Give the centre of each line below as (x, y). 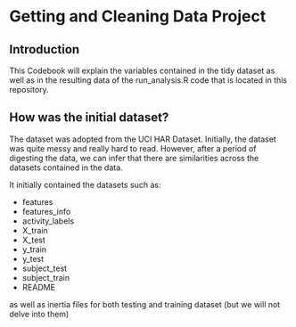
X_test (34, 240)
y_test (33, 258)
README (39, 287)
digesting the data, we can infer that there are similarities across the (134, 158)
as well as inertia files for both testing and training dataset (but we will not (145, 304)
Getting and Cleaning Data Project (138, 16)
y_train (34, 249)
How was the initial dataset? (89, 118)
